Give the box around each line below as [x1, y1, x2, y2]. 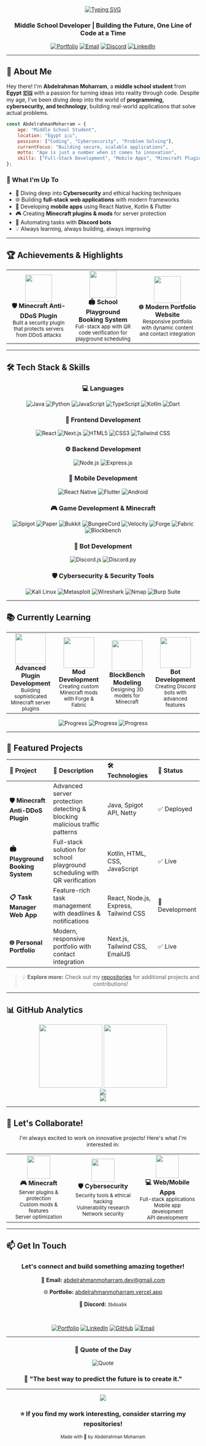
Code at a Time [80, 28, 126, 37]
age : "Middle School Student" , [17, 127, 97, 133]
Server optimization [15, 1213, 63, 1220]
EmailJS [107, 950, 131, 959]
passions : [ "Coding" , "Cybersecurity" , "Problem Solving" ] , [17, 138, 174, 144]
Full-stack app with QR [75, 323, 131, 330]
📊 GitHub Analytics [6, 1005, 83, 1015]
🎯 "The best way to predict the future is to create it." [23, 1374, 183, 1383]
